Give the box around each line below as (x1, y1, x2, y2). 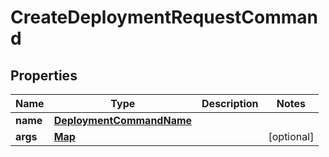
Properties (10, 67, 78, 84)
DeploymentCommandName (53, 114, 193, 127)
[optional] (268, 130, 315, 143)
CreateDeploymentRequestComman (10, 6, 319, 29)
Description (201, 97, 259, 110)
